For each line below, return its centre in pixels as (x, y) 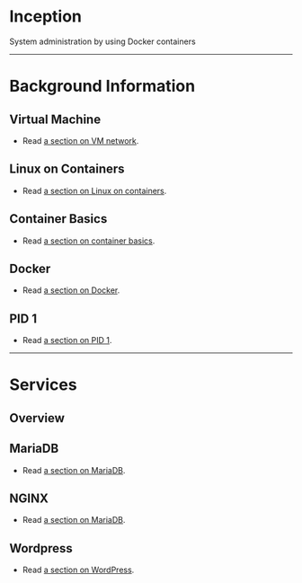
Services (44, 385)
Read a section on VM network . (80, 140)
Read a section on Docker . (71, 290)
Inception (46, 17)
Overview (37, 418)
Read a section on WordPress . (78, 570)
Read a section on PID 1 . (67, 340)
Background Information (102, 86)
